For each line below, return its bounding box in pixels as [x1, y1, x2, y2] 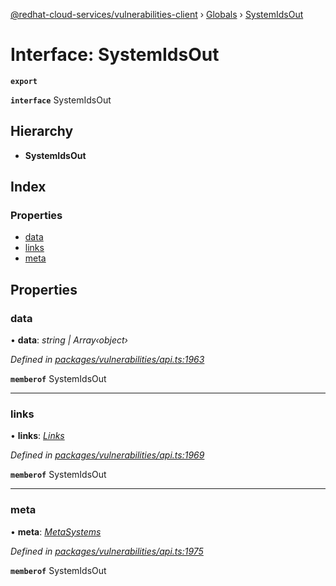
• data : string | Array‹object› [10, 334, 128, 346]
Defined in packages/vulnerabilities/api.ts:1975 [10, 545, 204, 557]
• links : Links [10, 430, 65, 442]
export [10, 76, 38, 86]
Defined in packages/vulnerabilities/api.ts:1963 [10, 354, 205, 366]
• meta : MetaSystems [10, 525, 102, 538]
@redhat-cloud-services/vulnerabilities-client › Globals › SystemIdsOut [10, 9, 304, 20]
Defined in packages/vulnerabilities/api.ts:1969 [10, 449, 205, 461]
